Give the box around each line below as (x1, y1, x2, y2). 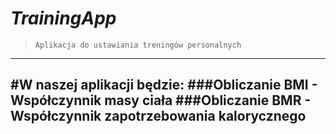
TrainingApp (10, 7, 117, 30)
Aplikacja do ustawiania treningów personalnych (34, 40, 242, 50)
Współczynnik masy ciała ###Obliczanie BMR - (10, 92, 311, 109)
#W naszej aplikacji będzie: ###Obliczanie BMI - (10, 77, 318, 94)
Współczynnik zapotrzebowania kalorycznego (10, 108, 307, 125)
